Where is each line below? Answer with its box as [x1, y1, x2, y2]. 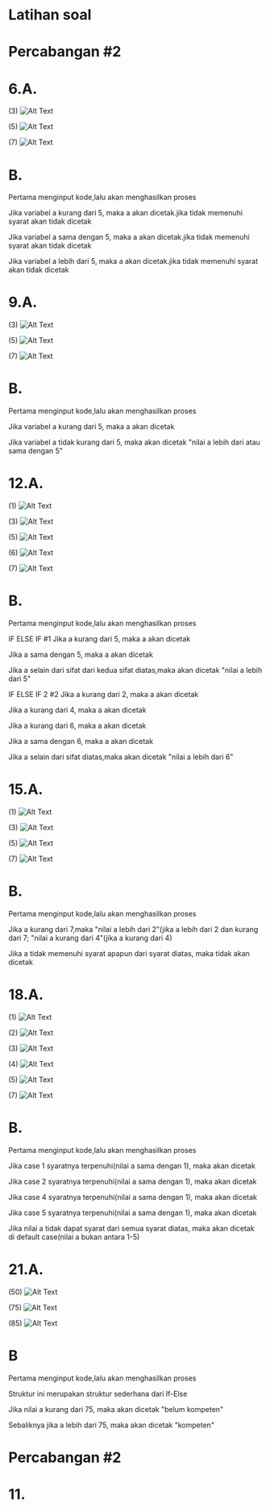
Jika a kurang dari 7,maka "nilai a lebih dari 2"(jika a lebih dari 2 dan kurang [8, 924, 259, 934]
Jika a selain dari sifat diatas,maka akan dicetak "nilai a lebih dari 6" [8, 752, 234, 762]
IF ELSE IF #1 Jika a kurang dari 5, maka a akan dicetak [8, 634, 191, 643]
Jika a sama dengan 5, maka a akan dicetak [8, 650, 153, 659]
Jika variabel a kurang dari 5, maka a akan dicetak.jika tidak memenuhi [8, 208, 243, 218]
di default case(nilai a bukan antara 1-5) [8, 1232, 140, 1242]
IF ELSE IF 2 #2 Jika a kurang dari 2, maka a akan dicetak [8, 690, 199, 699]
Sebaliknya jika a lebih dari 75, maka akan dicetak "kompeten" [8, 1420, 215, 1430]
